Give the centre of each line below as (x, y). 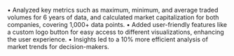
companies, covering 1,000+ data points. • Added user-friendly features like (117, 25)
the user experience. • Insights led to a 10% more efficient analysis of (108, 39)
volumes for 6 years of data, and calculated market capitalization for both (113, 17)
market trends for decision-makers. (58, 47)
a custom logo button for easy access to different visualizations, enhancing (116, 32)
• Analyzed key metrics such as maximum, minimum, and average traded (113, 10)
